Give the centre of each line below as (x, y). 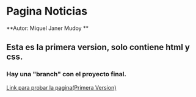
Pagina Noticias (47, 11)
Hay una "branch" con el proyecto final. (67, 74)
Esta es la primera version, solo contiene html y (98, 47)
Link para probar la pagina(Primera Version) (61, 87)
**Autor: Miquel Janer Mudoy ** (47, 28)
